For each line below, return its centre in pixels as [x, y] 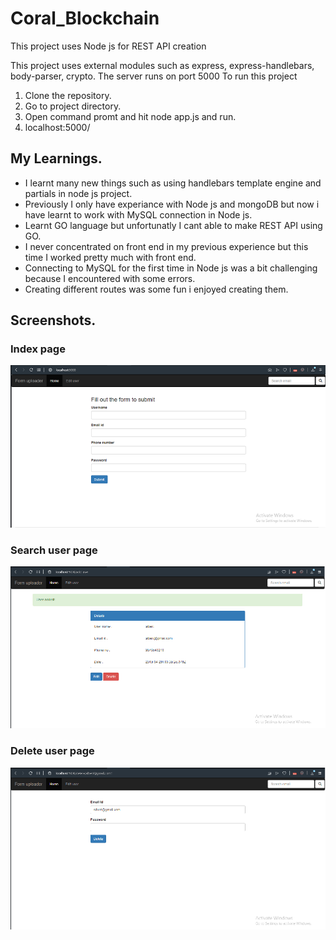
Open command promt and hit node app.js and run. [130, 116]
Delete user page [52, 751]
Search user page [54, 550]
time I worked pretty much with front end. [110, 257]
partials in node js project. [78, 193]
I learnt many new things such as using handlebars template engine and [173, 183]
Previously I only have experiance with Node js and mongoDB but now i [172, 204]
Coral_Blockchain [85, 18]
